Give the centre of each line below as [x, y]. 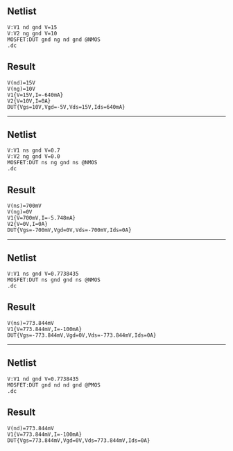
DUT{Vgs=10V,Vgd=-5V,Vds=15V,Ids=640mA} [67, 107]
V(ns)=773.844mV [31, 323]
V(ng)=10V [21, 89]
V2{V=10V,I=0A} [29, 101]
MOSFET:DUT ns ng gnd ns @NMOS [52, 163]
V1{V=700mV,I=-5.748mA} [42, 218]
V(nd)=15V [21, 82]
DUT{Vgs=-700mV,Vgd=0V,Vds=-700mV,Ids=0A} [69, 230]
